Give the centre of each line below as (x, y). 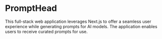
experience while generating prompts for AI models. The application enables (81, 26)
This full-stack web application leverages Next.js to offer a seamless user (78, 21)
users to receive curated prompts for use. (46, 31)
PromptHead (31, 8)
